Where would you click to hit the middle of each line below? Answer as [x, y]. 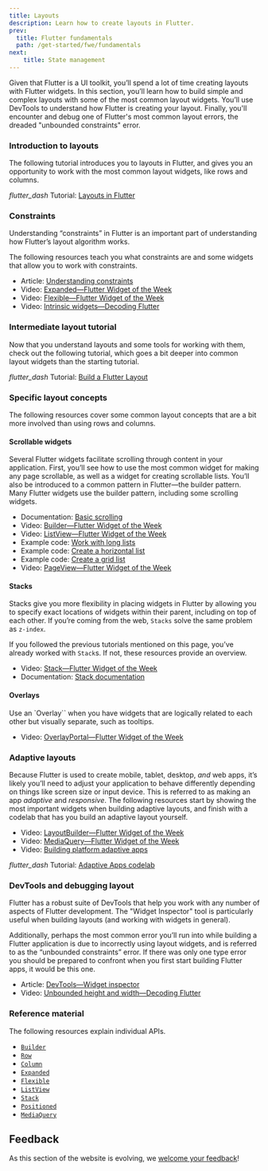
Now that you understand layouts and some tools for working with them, [127, 344]
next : [18, 53]
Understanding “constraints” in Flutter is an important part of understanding [133, 233]
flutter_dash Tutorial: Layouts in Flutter [72, 195]
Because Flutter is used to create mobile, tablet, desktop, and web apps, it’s [133, 774]
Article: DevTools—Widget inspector [80, 985]
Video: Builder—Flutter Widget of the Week [91, 526]
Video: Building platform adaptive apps [84, 849]
